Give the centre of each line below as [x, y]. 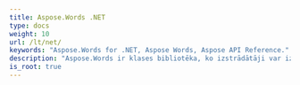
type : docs [29, 26]
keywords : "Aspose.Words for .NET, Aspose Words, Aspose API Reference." [150, 50]
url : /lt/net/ [36, 42]
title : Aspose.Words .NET [57, 17]
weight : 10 [29, 34]
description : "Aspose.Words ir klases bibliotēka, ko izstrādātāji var [145, 58]
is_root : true [36, 67]
